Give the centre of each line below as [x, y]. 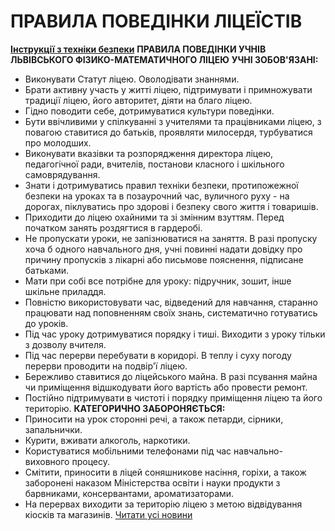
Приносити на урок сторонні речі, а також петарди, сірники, [154, 419]
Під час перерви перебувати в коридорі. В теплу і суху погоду [158, 355]
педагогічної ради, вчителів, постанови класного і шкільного [154, 164]
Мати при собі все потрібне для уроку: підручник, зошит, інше [158, 281]
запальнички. [53, 429]
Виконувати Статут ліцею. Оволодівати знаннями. [132, 79]
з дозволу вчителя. [65, 344]
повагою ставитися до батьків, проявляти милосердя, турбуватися [168, 132]
